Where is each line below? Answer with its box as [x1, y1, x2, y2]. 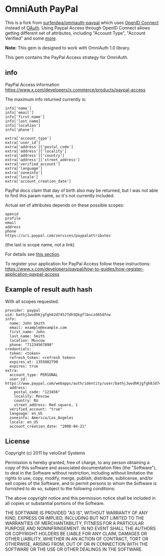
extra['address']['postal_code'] [5, 144, 74, 149]
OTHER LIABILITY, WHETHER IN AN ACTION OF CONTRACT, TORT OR [5, 536, 148, 542]
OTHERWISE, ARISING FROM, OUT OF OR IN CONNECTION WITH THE [5, 541, 148, 547]
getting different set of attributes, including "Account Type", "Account [5, 30, 146, 36]
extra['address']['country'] [5, 153, 65, 158]
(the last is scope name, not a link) [5, 241, 75, 247]
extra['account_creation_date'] [5, 179, 71, 184]
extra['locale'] [5, 174, 38, 180]
